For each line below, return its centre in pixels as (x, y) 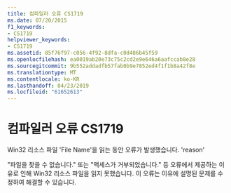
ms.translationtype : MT (42, 72)
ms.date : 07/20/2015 (37, 20)
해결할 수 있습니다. (51, 182)
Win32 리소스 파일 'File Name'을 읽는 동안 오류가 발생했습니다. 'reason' (106, 150)
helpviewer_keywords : (39, 40)
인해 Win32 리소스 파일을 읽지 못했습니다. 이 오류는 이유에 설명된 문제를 (118, 173)
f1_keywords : (26, 27)
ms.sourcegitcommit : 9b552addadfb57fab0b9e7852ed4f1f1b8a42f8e (101, 66)
